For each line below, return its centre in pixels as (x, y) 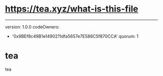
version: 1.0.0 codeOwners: (32, 27)
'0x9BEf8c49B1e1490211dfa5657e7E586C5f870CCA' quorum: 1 (75, 36)
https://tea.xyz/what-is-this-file (72, 9)
